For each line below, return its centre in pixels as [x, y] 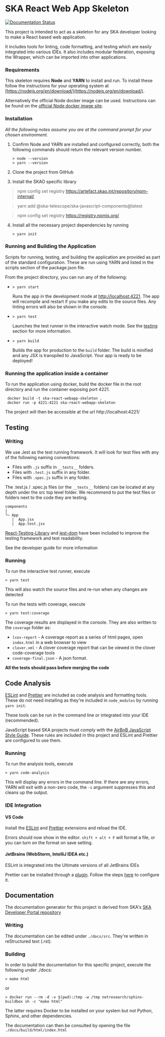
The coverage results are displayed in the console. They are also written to [81, 622]
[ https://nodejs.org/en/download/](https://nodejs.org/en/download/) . [75, 91]
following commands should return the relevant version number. [77, 149]
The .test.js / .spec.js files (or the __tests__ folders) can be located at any [80, 487]
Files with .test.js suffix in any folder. [51, 472]
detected [14, 595]
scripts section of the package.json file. [45, 267]
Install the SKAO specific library [44, 181]
